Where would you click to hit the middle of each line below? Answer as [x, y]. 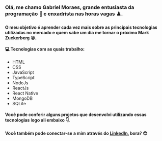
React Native [25, 93]
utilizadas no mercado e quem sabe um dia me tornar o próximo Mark [77, 32]
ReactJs [20, 88]
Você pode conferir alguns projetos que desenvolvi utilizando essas [76, 115]
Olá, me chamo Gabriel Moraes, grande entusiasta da [70, 7]
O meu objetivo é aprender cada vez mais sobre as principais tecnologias [81, 27]
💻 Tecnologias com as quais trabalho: [45, 49]
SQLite [19, 103]
